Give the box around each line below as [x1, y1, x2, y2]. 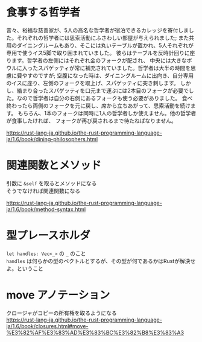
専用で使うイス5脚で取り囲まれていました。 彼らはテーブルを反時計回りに [6, 49, 190, 56]
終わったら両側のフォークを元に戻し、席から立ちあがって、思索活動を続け [6, 102, 191, 109]
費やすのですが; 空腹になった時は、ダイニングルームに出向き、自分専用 [16, 72, 194, 79]
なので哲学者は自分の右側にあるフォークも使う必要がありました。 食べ [16, 94, 193, 101]
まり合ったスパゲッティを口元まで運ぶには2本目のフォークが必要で [22, 87, 189, 94]
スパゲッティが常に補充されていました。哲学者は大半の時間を [37, 64, 191, 71]
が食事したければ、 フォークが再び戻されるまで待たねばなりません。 [6, 117, 177, 124]
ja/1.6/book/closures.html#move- [6, 322, 89, 329]
